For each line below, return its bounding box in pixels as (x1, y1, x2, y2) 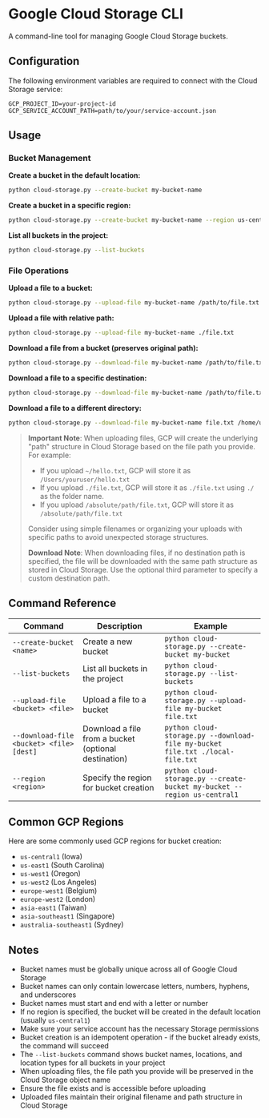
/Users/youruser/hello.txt (39, 476, 130, 484)
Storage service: (8, 84, 63, 94)
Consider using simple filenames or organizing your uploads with (27, 524, 243, 533)
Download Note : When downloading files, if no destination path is (27, 548, 246, 557)
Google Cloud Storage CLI (8, 5, 184, 23)
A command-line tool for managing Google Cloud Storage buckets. (8, 31, 228, 41)
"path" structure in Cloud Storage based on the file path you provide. (27, 441, 256, 451)
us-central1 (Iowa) (19, 852, 82, 862)
